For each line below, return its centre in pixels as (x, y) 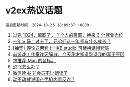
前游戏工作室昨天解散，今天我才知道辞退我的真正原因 (69, 54)
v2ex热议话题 (34, 10)
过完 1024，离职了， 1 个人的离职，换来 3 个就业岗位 (68, 35)
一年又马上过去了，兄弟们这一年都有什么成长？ (62, 41)
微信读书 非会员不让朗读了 (40, 73)
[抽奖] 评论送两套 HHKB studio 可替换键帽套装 (61, 48)
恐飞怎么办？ (26, 67)
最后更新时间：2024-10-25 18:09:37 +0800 (47, 25)
